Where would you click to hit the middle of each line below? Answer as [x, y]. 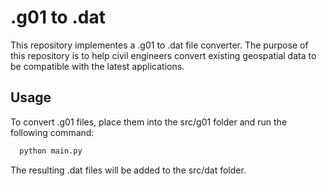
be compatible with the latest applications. [97, 66]
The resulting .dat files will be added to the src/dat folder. [128, 170]
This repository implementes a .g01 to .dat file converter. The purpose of [159, 45]
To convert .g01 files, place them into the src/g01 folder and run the [149, 122]
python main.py [51, 151]
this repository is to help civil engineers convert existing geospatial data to [163, 55]
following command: [52, 132]
